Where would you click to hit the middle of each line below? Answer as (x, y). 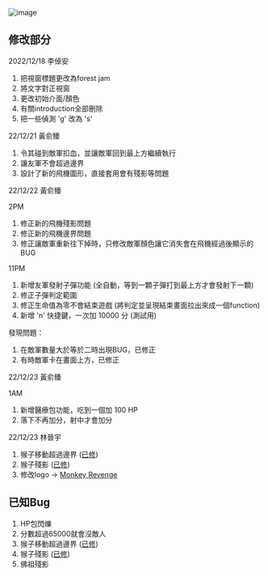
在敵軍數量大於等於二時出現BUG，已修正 (88, 349)
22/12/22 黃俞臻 (35, 190)
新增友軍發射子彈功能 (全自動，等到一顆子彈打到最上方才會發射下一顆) (137, 285)
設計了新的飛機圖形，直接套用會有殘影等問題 (94, 173)
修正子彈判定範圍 (48, 294)
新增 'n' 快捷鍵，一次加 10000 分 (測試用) (88, 315)
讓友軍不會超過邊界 (52, 163)
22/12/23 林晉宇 (35, 437)
